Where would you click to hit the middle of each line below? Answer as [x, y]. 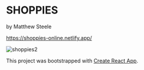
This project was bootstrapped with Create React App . [72, 61]
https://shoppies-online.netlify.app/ [49, 38]
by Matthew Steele [29, 26]
